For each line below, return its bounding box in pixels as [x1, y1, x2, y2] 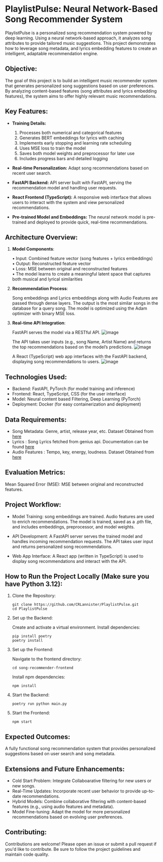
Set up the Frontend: [12, 647, 54, 653]
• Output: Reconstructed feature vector [12, 261, 91, 266]
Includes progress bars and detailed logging [19, 155, 108, 161]
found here [12, 444, 35, 450]
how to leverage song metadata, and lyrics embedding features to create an [5, 45, 157, 51]
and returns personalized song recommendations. [12, 543, 113, 549]
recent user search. [12, 170, 52, 176]
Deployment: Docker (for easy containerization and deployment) [12, 401, 142, 407]
